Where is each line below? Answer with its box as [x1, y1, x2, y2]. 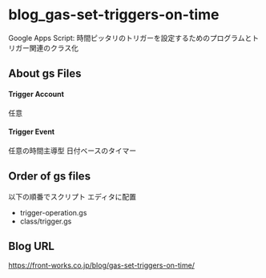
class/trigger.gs [19, 216, 72, 226]
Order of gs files [8, 170, 91, 183]
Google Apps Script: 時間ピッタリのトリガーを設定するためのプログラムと [8, 33, 252, 42]
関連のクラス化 [29, 42, 79, 53]
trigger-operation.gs [19, 207, 87, 217]
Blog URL [8, 239, 54, 253]
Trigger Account [8, 89, 64, 99]
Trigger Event [8, 127, 54, 137]
